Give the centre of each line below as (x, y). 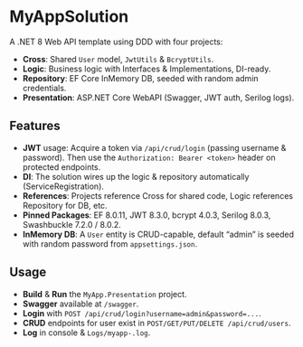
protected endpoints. (62, 167)
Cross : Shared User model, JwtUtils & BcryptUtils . (118, 59)
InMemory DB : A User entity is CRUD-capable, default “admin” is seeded (158, 234)
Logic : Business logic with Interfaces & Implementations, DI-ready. (147, 69)
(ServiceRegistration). (63, 186)
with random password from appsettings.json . (109, 244)
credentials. (44, 88)
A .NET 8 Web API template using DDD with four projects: (116, 42)
